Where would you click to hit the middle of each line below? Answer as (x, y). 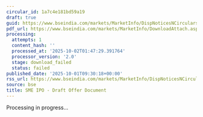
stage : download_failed (41, 62)
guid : (13, 23)
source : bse (21, 85)
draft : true (21, 17)
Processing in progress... (37, 107)
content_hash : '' (34, 46)
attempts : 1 (27, 40)
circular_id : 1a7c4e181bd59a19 (46, 12)
